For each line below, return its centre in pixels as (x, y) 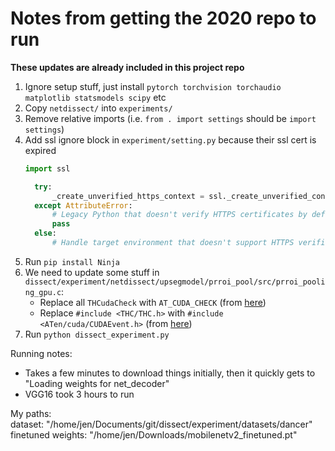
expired (40, 150)
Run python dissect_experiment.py (97, 334)
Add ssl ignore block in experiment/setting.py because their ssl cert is (170, 139)
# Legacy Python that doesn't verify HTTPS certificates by (179, 215)
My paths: (31, 413)
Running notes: (41, 353)
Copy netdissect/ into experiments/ (98, 108)
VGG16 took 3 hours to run (79, 394)
